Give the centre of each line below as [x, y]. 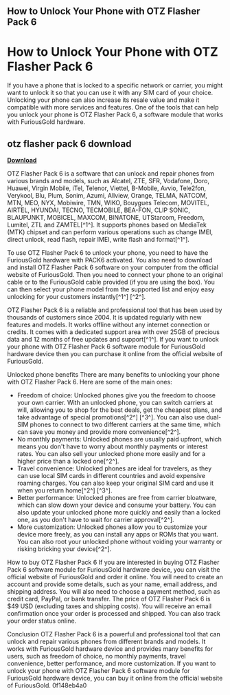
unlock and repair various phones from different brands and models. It [106, 642]
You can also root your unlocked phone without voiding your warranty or [119, 542]
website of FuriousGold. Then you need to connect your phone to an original [115, 275]
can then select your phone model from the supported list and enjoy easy [111, 289]
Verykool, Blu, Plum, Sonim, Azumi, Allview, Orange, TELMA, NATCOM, [107, 196]
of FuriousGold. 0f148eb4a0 [47, 685]
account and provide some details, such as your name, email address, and [112, 584]
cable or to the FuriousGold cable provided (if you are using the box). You [111, 282]
